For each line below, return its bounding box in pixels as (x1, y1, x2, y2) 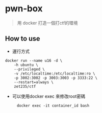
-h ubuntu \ (14, 62, 38, 67)
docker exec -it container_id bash (17, 103, 90, 108)
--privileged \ (14, 67, 45, 72)
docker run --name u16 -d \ (5, 58, 63, 63)
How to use (5, 35, 40, 43)
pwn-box (5, 3, 43, 14)
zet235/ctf (14, 84, 36, 89)
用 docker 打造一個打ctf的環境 (17, 20, 78, 26)
